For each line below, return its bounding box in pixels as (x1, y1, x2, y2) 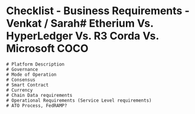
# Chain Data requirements (6, 92, 73, 98)
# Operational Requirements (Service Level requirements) (6, 97, 152, 103)
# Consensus (6, 77, 35, 83)
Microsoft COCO (6, 42, 89, 56)
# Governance (6, 66, 38, 72)
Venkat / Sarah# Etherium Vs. (6, 17, 154, 30)
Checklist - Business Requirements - (6, 4, 190, 18)
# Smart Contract (6, 82, 49, 88)
